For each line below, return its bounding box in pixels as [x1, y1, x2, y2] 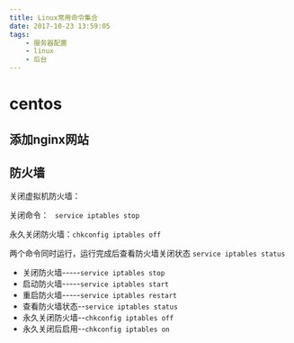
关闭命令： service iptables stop [9, 210, 140, 221]
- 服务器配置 [25, 38, 67, 48]
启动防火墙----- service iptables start [22, 278, 169, 289]
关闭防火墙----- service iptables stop [22, 267, 165, 278]
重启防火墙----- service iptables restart [22, 290, 177, 301]
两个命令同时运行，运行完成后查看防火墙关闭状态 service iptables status [9, 248, 286, 259]
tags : [9, 30, 30, 39]
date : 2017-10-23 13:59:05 [9, 22, 111, 31]
